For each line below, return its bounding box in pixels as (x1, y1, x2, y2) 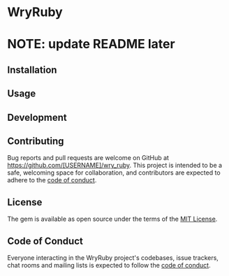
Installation (7, 64, 57, 75)
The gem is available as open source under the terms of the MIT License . (7, 215, 218, 224)
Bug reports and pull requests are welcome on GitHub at (7, 154, 170, 162)
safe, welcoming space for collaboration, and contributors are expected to (7, 168, 221, 177)
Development (7, 111, 68, 123)
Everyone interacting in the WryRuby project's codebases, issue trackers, (7, 253, 219, 262)
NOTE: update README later (7, 36, 176, 52)
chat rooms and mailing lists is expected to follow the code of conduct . (7, 261, 211, 269)
